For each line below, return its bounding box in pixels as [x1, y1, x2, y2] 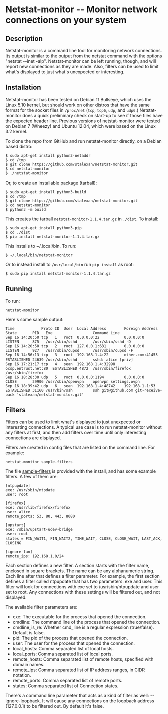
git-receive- [135, 388, 163, 393]
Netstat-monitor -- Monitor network [5, 4, 158, 15]
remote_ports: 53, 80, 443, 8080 [5, 514, 75, 519]
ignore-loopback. [5, 698, 41, 704]
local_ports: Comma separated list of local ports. [12, 651, 113, 657]
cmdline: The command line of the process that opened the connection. [12, 619, 161, 625]
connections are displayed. [5, 435, 61, 441]
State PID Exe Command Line [5, 330, 120, 335]
